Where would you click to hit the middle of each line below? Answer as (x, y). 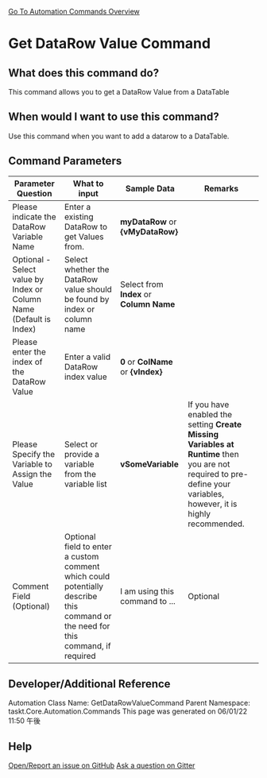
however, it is (213, 504)
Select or (81, 444)
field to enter (88, 546)
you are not (209, 464)
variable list (85, 484)
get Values (84, 236)
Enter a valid (87, 357)
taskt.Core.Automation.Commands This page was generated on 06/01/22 (128, 711)
